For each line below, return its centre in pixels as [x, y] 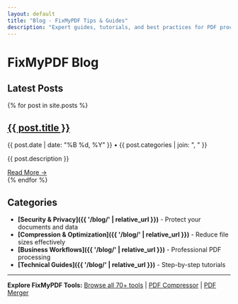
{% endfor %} [28, 180]
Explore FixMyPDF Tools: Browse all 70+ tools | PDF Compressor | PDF [112, 285]
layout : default [31, 14]
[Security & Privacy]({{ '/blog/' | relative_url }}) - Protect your [109, 219]
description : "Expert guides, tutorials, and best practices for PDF [112, 27]
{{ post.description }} [38, 159]
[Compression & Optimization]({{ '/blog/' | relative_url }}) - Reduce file [123, 234]
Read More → [27, 173]
